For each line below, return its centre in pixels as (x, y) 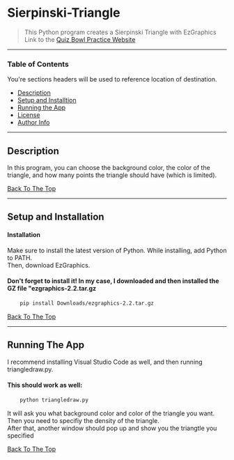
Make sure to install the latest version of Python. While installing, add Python (117, 250)
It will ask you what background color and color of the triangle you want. (111, 413)
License (29, 115)
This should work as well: (45, 385)
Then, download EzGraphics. (49, 265)
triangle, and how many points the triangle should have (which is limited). (112, 175)
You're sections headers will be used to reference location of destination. (112, 79)
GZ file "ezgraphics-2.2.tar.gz (52, 289)
